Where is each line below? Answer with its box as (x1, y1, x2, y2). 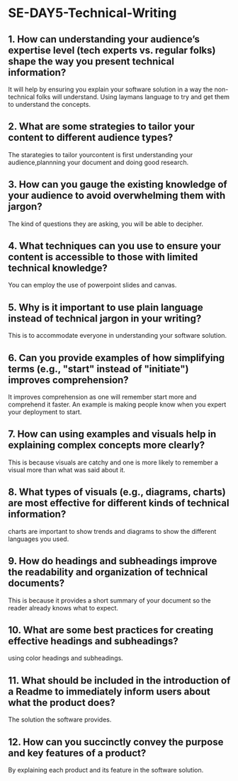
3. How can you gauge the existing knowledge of (8, 178, 227, 190)
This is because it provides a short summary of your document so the (8, 596, 211, 605)
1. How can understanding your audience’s (8, 33, 200, 45)
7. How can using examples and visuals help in (8, 428, 217, 440)
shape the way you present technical (8, 55, 174, 67)
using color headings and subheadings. (8, 654, 123, 663)
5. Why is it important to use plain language (8, 301, 204, 313)
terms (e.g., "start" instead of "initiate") (8, 363, 189, 375)
